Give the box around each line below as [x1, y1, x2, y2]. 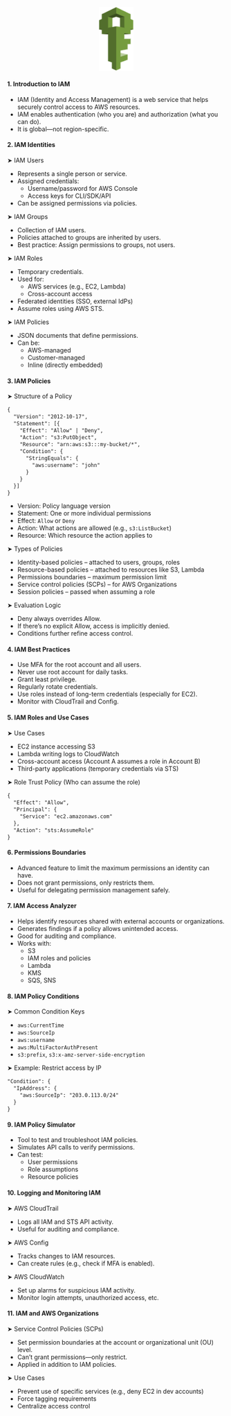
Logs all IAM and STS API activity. [17, 1218, 114, 1226]
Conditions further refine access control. [17, 629, 133, 638]
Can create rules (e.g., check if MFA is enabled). [17, 1259, 155, 1268]
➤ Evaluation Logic [7, 601, 62, 610]
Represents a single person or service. [17, 170, 128, 178]
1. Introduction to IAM [7, 80, 71, 88]
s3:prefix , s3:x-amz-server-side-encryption [17, 1050, 145, 1059]
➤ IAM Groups [7, 212, 48, 221]
